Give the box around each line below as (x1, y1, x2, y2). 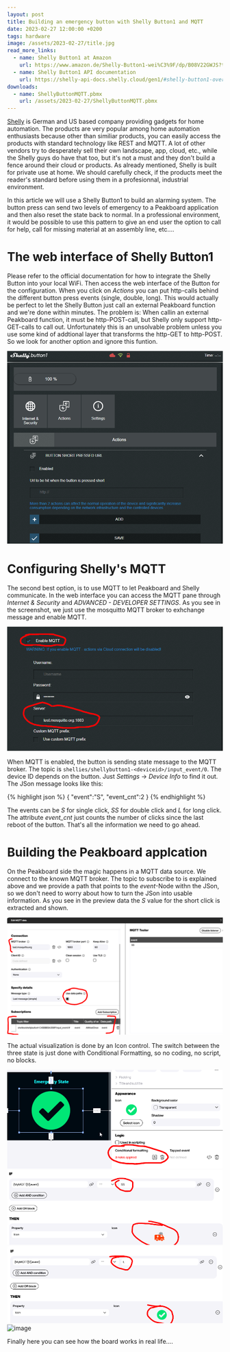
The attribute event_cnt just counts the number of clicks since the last (7, 814, 204, 822)
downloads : (7, 83, 38, 90)
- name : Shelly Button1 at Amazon (13, 55, 112, 62)
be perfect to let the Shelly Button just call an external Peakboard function (7, 301, 216, 310)
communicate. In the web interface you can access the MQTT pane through (7, 591, 221, 599)
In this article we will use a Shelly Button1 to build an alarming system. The (7, 196, 217, 205)
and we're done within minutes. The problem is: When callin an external (7, 308, 209, 316)
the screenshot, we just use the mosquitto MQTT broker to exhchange (7, 605, 205, 614)
